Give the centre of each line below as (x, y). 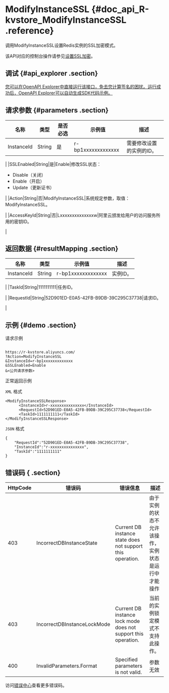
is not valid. (129, 672)
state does (128, 540)
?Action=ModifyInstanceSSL (33, 357)
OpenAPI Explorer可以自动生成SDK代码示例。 (66, 93)
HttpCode (20, 488)
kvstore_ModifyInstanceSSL (66, 20)
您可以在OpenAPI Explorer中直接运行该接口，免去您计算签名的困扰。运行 (81, 86)
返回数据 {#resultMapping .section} (62, 248)
